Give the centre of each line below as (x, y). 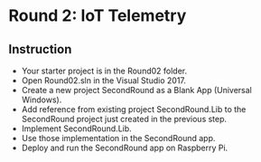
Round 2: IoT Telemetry (98, 16)
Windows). (42, 100)
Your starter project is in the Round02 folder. (104, 71)
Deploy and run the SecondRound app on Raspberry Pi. (125, 148)
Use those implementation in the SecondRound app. (118, 138)
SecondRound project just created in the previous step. (124, 119)
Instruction (40, 49)
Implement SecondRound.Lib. (76, 129)
